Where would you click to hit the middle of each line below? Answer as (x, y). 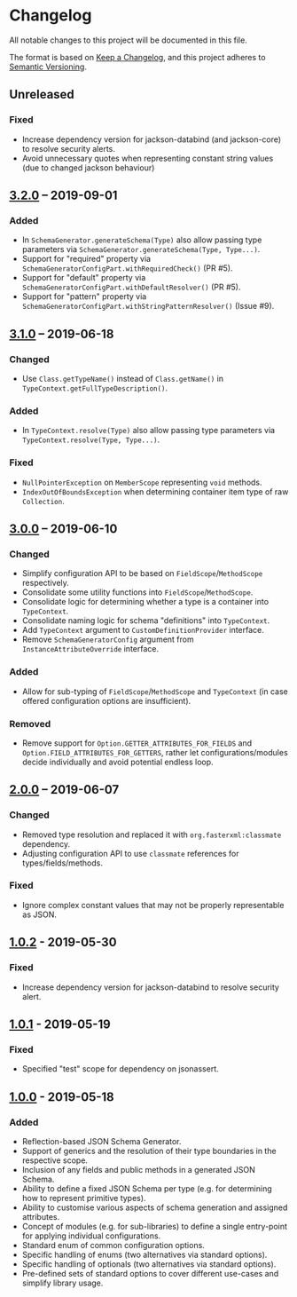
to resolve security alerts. (68, 148)
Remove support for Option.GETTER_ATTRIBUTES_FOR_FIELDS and (137, 743)
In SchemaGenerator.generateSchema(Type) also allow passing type (142, 240)
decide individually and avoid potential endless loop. (118, 762)
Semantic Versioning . (48, 67)
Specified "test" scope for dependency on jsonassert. (120, 1069)
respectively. (45, 583)
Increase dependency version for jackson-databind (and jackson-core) (152, 139)
